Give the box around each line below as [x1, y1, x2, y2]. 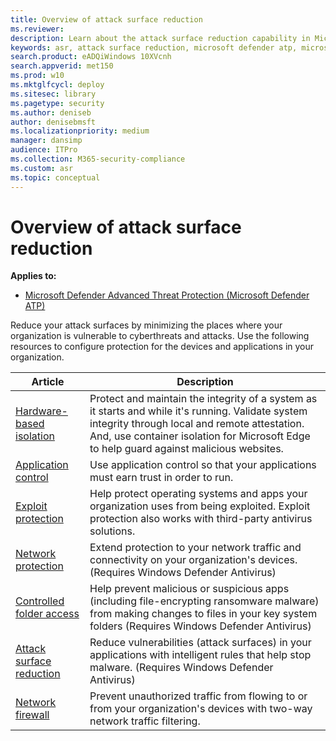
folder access [15, 607, 80, 621]
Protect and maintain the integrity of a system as [89, 392, 318, 406]
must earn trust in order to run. [89, 471, 234, 485]
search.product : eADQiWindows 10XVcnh [10, 52, 172, 62]
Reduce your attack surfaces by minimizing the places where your [10, 319, 283, 331]
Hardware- [15, 404, 68, 418]
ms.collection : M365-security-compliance [10, 154, 186, 164]
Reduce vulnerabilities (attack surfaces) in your [89, 636, 312, 650]
